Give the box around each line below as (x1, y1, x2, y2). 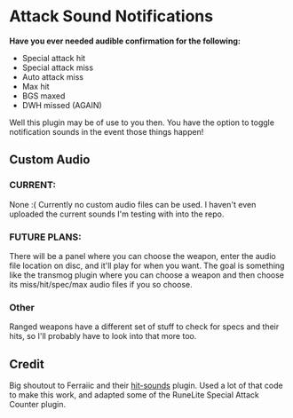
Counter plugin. (9, 399, 67, 410)
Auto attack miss (21, 71, 84, 82)
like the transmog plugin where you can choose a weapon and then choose (9, 269, 285, 280)
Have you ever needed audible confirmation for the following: (9, 35, 242, 46)
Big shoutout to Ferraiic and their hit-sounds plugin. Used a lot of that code (9, 380, 283, 391)
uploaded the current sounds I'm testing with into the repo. (9, 209, 225, 219)
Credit (9, 357, 44, 372)
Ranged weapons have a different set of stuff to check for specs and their (9, 321, 280, 332)
